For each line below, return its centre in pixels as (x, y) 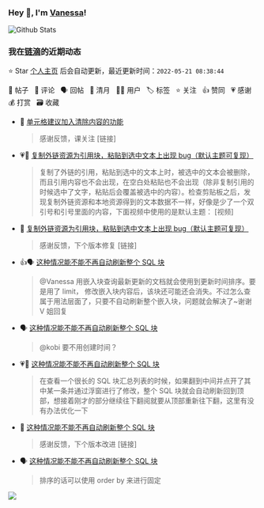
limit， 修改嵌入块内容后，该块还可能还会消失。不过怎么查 (157, 291)
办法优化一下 (67, 410)
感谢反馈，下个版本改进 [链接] (88, 444)
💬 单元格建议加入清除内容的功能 (72, 121)
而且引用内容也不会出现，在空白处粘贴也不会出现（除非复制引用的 (147, 182)
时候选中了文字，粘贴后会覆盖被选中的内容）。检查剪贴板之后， (141, 191)
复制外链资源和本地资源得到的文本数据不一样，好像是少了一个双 (150, 202)
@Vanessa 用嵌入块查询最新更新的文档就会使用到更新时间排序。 (144, 281)
